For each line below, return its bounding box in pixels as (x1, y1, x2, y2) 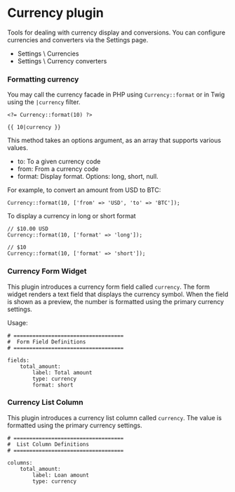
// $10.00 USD (7, 225, 49, 233)
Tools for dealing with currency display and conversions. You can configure (7, 28, 226, 37)
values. (7, 144, 28, 152)
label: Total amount (32, 369, 93, 376)
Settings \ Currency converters (17, 56, 107, 65)
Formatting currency (7, 74, 79, 84)
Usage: (7, 318, 28, 327)
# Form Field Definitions (7, 338, 86, 346)
